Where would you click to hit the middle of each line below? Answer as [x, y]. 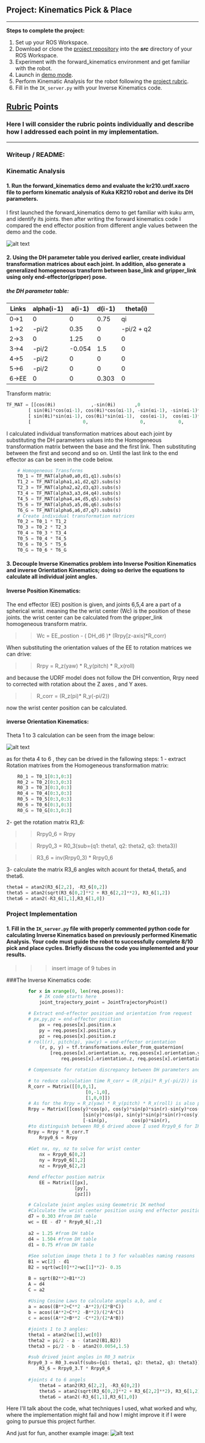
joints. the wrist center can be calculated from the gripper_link [85, 617]
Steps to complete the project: [46, 31]
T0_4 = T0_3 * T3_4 [42, 533]
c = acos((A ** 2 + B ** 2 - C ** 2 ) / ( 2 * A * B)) [76, 1318]
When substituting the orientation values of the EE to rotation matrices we [99, 647]
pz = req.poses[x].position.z [77, 1036]
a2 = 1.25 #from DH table [61, 1233]
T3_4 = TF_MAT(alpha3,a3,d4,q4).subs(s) [69, 494]
